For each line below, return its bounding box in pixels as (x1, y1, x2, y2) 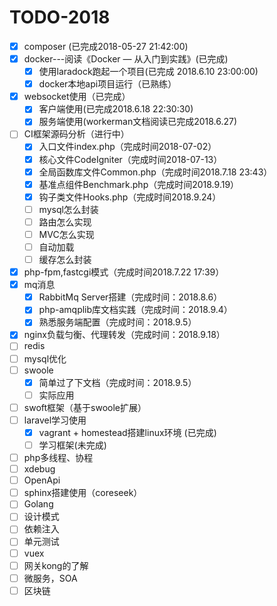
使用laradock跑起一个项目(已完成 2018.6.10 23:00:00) (38, 66, 259, 78)
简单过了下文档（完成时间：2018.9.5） (38, 376, 197, 388)
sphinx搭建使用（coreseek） (23, 487, 143, 499)
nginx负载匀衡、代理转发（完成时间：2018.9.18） (23, 329, 226, 341)
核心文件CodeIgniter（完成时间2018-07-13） (38, 153, 223, 165)
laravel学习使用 (23, 414, 87, 426)
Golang (23, 498, 54, 510)
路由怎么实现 (38, 216, 92, 228)
